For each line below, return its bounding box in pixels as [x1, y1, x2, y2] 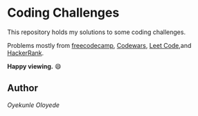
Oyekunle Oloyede [7, 101, 60, 109]
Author [7, 82, 38, 94]
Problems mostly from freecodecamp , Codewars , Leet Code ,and [7, 41, 192, 49]
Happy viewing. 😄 [7, 62, 62, 70]
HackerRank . [7, 49, 44, 57]
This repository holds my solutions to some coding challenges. [7, 28, 186, 36]
